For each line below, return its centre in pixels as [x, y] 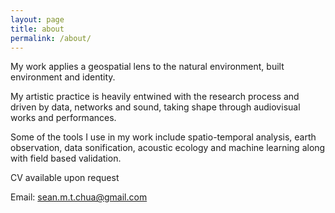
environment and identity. [63, 77]
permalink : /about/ [51, 38]
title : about [37, 29]
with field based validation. [66, 158]
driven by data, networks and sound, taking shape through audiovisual [155, 107]
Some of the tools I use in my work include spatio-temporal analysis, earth [163, 137]
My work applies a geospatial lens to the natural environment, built [147, 67]
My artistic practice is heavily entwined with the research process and [155, 97]
